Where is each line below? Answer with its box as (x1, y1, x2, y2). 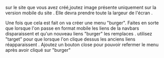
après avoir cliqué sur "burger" (5, 47, 71, 53)
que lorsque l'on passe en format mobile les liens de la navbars (5, 25, 139, 31)
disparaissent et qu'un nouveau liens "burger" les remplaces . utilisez (5, 31, 153, 36)
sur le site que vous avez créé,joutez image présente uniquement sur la (5, 5, 157, 10)
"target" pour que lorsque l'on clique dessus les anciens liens (5, 36, 136, 42)
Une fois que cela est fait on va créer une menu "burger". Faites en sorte (5, 20, 159, 26)
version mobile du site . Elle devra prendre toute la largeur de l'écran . (5, 10, 153, 16)
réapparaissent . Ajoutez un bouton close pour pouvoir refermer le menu (5, 42, 159, 48)
